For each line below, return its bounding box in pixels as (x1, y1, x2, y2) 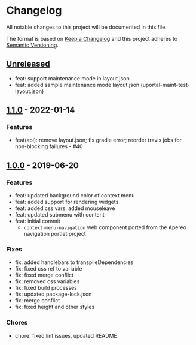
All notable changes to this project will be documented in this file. (6, 23, 167, 31)
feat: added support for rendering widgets (14, 199, 119, 206)
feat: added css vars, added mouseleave (14, 205, 115, 212)
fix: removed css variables (14, 278, 80, 285)
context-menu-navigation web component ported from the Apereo (23, 224, 187, 231)
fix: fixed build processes (14, 284, 78, 292)
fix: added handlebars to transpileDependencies (14, 259, 134, 266)
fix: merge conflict (14, 297, 60, 304)
